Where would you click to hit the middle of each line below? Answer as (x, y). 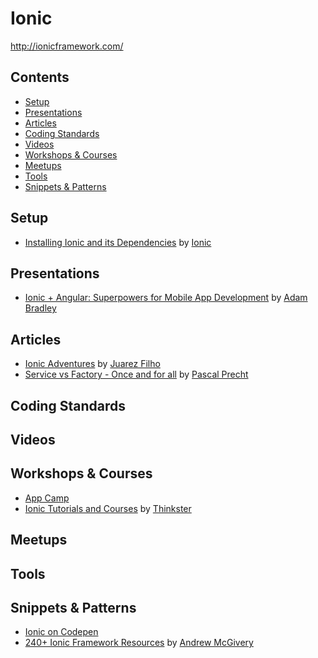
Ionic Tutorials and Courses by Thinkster (108, 508)
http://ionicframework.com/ (67, 46)
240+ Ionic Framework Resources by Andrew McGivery (139, 643)
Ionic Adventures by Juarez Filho (92, 364)
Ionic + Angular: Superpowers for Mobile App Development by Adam (166, 298)
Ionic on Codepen (61, 632)
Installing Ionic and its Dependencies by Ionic (118, 242)
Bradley (40, 308)
